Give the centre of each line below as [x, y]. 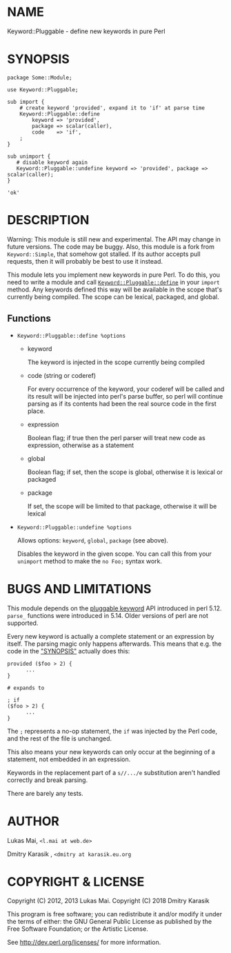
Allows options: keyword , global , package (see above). [93, 540]
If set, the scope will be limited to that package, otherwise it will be [122, 506]
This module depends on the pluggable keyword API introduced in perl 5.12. [114, 608]
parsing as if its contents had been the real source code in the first [122, 403]
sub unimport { [29, 156]
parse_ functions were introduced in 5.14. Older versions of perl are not [108, 615]
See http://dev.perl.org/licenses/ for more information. [84, 943]
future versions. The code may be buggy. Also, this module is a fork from [111, 246]
